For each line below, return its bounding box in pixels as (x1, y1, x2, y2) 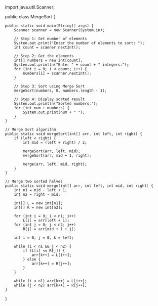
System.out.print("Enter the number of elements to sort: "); (14, 41, 145, 45)
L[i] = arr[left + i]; (23, 218, 70, 223)
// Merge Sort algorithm (5, 127, 56, 132)
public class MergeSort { (5, 14, 56, 19)
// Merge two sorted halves (5, 179, 63, 184)
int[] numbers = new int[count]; (14, 58, 83, 63)
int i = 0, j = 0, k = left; (14, 235, 74, 240)
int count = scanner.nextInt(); (14, 45, 80, 50)
